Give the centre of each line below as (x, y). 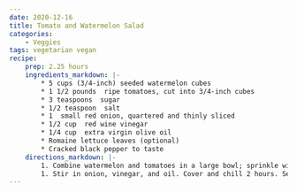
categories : (31, 34)
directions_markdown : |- (71, 157)
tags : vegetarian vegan (53, 50)
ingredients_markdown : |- (73, 75)
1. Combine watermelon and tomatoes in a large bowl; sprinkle (160, 165)
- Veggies (43, 42)
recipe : (23, 58)
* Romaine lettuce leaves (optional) (110, 141)
